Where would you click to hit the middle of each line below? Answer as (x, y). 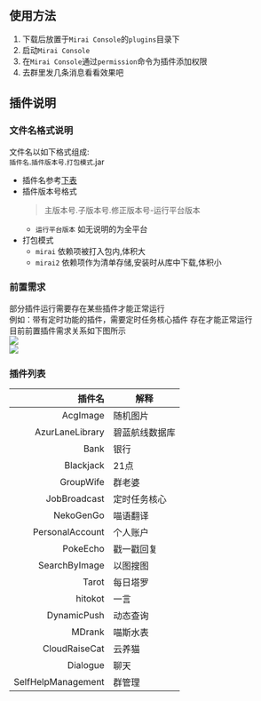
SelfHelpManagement (59, 682)
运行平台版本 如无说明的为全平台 (91, 228)
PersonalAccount (68, 532)
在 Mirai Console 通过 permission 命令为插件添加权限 (115, 61)
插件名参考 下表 (49, 179)
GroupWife (82, 482)
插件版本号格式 (49, 191)
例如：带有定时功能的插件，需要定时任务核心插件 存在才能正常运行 (131, 319)
